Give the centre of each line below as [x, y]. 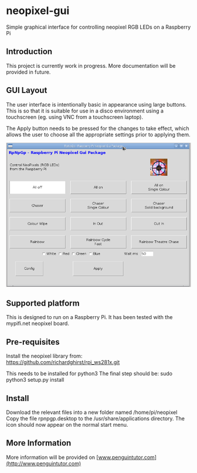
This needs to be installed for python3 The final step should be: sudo [89, 373]
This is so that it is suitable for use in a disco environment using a [85, 111]
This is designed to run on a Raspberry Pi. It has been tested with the [89, 317]
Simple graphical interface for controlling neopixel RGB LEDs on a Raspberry [98, 27]
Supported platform [43, 303]
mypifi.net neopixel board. [38, 324]
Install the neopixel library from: [44, 356]
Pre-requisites [33, 342]
